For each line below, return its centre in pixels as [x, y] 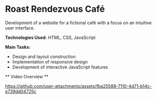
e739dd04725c [21, 91]
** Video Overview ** [27, 76]
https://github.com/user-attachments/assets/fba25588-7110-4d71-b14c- [78, 86]
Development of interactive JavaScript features [60, 67]
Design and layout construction [44, 56]
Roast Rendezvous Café [55, 9]
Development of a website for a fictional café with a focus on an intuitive [78, 23]
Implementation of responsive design [50, 62]
